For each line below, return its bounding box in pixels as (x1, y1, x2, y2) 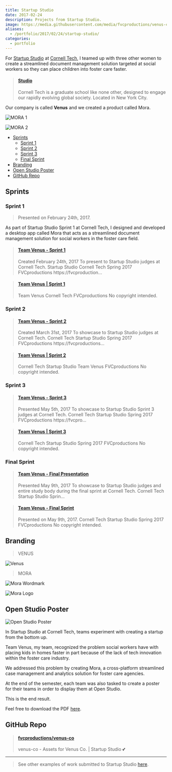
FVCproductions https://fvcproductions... (17, 340, 105, 346)
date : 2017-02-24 (5, 12, 42, 17)
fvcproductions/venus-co (17, 735, 74, 741)
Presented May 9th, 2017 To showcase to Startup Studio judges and (17, 482, 161, 488)
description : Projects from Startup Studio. (5, 17, 102, 22)
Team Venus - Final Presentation (17, 471, 89, 477)
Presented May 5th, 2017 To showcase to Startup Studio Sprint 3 (17, 406, 155, 412)
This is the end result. (5, 696, 51, 702)
